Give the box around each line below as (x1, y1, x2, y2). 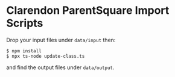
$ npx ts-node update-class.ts (6, 53, 85, 59)
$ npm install (6, 48, 42, 54)
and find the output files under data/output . (6, 64, 115, 71)
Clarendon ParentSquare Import (6, 4, 170, 17)
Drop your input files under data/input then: (6, 36, 116, 43)
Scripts (6, 16, 43, 30)
